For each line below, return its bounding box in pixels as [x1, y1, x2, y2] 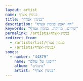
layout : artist [5, 7, 37, 13]
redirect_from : [5, 36, 37, 41]
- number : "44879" [10, 54, 49, 59]
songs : [5, 49, 19, 54]
